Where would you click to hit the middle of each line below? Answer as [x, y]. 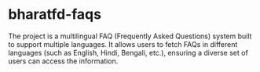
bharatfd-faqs [55, 14]
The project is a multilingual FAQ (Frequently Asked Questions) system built [130, 36]
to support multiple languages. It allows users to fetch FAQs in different [123, 44]
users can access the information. [63, 61]
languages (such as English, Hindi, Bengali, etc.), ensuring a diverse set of [128, 52]
